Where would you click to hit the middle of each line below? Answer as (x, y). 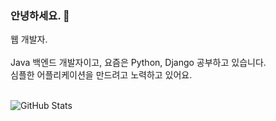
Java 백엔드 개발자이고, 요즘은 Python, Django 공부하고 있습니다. (138, 63)
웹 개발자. (29, 39)
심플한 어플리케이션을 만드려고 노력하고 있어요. (101, 75)
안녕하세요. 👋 (40, 15)
